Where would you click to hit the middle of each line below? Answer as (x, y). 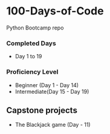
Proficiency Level (32, 72)
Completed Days (31, 43)
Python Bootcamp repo (35, 28)
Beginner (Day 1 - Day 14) (47, 85)
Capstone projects (42, 110)
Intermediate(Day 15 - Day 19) (52, 91)
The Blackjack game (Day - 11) (53, 125)
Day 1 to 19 (28, 56)
